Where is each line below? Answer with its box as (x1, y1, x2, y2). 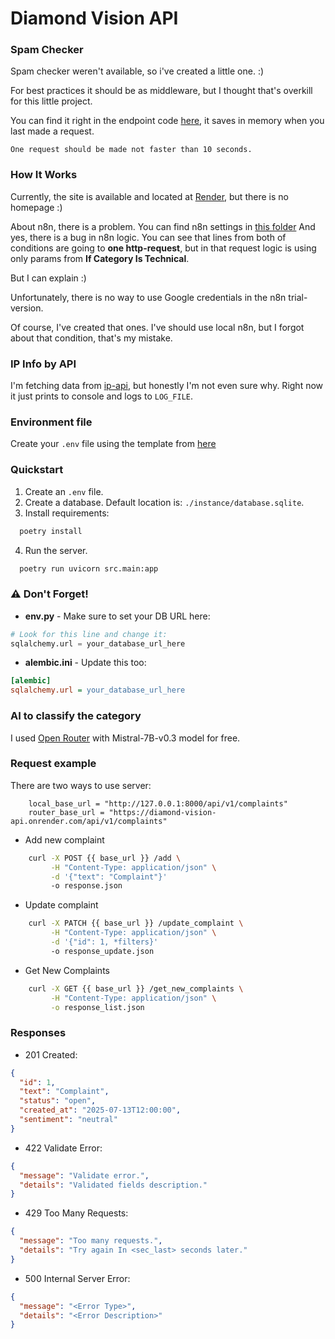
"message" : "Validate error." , (19, 1170, 150, 1181)
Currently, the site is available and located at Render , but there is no (10, 190, 289, 202)
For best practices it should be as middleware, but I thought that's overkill (10, 85, 313, 97)
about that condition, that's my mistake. (10, 332, 173, 344)
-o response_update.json (50, 946, 155, 956)
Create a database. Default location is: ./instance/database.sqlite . (24, 496, 305, 508)
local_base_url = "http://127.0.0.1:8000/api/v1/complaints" (28, 798, 288, 809)
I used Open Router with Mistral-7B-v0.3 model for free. (10, 732, 241, 744)
